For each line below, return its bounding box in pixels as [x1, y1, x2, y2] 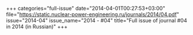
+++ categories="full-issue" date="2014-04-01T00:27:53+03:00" [6, 5, 165, 11]
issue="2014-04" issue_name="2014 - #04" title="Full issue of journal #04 [6, 17, 188, 24]
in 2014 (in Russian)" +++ [6, 23, 68, 30]
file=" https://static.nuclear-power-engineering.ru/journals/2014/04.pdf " [6, 11, 180, 18]
